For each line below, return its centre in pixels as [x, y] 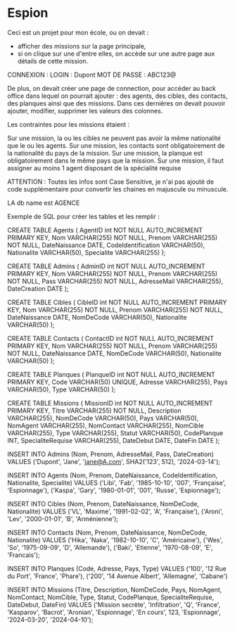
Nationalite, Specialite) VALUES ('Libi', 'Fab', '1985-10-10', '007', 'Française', [117, 482]
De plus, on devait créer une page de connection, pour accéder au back [112, 88]
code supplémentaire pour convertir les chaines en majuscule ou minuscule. [118, 189]
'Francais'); [24, 555]
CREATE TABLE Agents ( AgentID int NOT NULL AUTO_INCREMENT [105, 230]
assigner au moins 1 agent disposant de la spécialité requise [94, 168]
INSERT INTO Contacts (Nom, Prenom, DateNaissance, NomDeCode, [107, 532]
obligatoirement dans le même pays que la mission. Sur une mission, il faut [115, 161]
